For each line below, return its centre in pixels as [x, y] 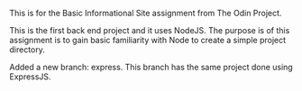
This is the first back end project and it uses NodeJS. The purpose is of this [150, 30]
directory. [27, 50]
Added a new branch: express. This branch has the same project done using [151, 67]
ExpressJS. [30, 77]
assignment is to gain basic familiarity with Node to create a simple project [148, 40]
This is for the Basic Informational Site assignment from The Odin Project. [146, 13]
